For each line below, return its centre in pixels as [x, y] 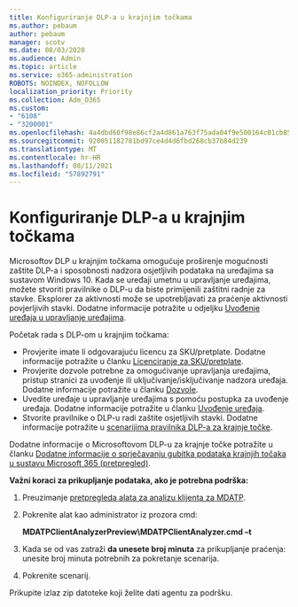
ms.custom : [29, 108]
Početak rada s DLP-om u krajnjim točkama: [89, 335]
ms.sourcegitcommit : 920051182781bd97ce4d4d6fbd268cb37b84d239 [129, 141]
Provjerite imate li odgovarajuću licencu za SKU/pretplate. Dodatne [144, 352]
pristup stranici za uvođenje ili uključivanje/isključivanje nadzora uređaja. [155, 380]
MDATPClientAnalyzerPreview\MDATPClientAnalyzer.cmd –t [137, 532]
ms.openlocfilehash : [47, 133]
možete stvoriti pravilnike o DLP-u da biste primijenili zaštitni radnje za [137, 290]
